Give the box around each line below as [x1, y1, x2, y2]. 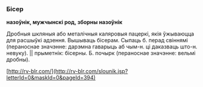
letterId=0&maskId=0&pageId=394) [6, 74, 96, 82]
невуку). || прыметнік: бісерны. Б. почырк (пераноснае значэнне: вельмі [6, 50, 196, 57]
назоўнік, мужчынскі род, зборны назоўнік [6, 19, 123, 26]
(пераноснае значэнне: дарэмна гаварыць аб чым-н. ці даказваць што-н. [6, 43, 198, 50]
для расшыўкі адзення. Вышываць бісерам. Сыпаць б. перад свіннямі [6, 37, 188, 44]
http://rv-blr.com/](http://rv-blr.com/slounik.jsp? [8, 68, 128, 75]
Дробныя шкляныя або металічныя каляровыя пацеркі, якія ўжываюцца [6, 30, 194, 37]
